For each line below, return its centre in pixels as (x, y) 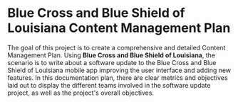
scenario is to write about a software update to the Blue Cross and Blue (112, 62)
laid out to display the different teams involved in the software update (109, 85)
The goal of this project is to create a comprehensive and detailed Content (117, 47)
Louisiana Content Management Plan (119, 28)
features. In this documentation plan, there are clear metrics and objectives (118, 77)
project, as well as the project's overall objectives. (81, 93)
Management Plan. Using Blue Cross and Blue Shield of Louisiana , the (112, 55)
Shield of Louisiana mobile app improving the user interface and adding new (119, 70)
